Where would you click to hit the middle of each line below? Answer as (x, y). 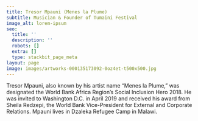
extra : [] (24, 52)
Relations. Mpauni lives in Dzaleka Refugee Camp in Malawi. (82, 112)
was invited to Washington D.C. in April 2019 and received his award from (98, 99)
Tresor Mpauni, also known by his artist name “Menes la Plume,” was (93, 86)
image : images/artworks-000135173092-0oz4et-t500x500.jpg (81, 68)
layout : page (23, 63)
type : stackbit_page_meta (45, 57)
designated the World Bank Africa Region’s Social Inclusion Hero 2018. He (99, 92)
